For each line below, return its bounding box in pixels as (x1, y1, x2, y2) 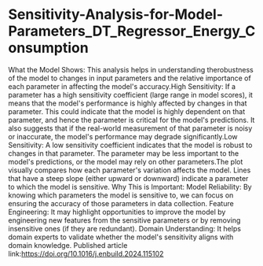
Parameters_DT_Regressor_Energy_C (8, 22, 256, 40)
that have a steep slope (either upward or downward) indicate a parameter (8, 173, 249, 183)
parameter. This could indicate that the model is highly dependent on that (8, 106, 246, 116)
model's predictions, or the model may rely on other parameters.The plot (8, 157, 243, 166)
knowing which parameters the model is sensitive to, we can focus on (8, 190, 234, 200)
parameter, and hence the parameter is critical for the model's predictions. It (8, 115, 255, 124)
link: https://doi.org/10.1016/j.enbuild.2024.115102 (8, 249, 164, 258)
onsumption (8, 39, 89, 57)
